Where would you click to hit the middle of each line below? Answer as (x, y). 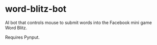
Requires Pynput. (23, 37)
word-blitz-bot (36, 9)
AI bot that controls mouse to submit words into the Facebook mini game (78, 22)
